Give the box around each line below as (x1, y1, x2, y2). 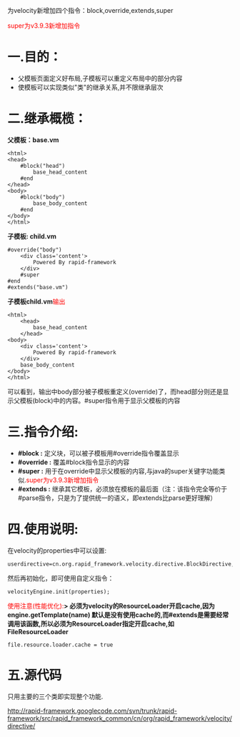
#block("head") (20, 162, 66, 169)
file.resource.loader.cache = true (7, 641, 114, 648)
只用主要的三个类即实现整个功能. (7, 692, 104, 701)
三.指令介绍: (7, 424, 79, 441)
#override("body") (7, 246, 62, 254)
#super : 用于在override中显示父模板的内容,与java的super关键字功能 (17, 466, 219, 475)
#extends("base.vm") (7, 284, 69, 291)
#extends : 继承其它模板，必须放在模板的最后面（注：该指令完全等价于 (17, 484, 227, 493)
